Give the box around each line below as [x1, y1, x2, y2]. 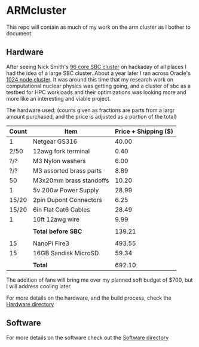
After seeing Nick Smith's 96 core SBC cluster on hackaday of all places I [6, 63, 187, 70]
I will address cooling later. [6, 282, 72, 289]
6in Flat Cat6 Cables [32, 205, 90, 213]
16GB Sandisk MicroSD [32, 249, 99, 257]
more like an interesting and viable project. [6, 95, 111, 102]
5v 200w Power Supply [32, 186, 99, 194]
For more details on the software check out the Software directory [6, 334, 169, 341]
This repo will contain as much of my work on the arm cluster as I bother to [6, 23, 191, 31]
